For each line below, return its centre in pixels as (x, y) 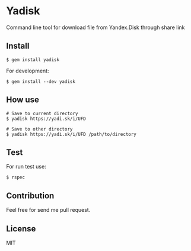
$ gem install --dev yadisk (41, 81)
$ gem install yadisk (33, 60)
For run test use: (26, 167)
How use (23, 100)
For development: (28, 71)
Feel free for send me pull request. (48, 210)
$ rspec (16, 177)
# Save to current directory (42, 113)
